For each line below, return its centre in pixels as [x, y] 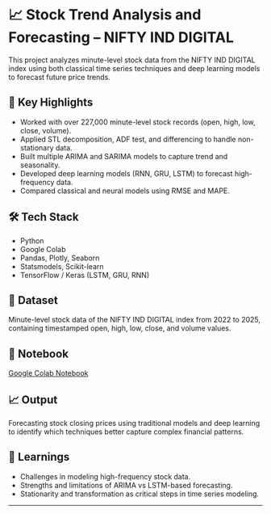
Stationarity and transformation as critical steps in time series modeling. [140, 494]
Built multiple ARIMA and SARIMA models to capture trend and [124, 156]
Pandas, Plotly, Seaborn [60, 258]
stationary [37, 147]
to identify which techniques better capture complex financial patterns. [126, 432]
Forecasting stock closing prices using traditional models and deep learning [134, 423]
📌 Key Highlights [51, 102]
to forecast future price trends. [60, 77]
